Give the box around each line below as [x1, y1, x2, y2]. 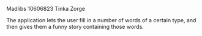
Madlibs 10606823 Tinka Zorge [6, 5, 86, 12]
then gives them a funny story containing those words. [6, 23, 144, 30]
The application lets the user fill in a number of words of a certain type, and [6, 17, 196, 23]
